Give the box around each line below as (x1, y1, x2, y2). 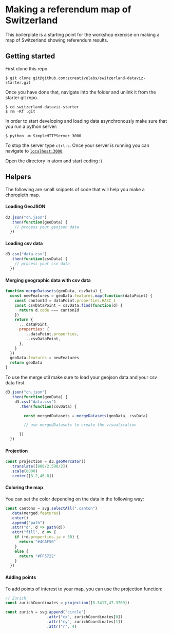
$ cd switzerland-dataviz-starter (5, 104, 80, 109)
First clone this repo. (5, 65, 49, 71)
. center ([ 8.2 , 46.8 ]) (10, 473, 54, 478)
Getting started (5, 52, 55, 61)
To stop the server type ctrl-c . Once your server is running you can (5, 142, 150, 148)
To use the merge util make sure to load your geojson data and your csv (5, 374, 158, 381)
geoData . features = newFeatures (10, 356, 80, 361)
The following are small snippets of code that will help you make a (5, 186, 145, 192)
